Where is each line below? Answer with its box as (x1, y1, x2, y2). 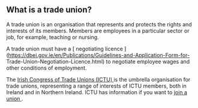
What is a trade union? (6, 5, 92, 15)
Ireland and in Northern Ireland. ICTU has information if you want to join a (6, 88, 188, 95)
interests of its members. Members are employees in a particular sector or (6, 27, 190, 34)
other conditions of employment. (6, 64, 87, 71)
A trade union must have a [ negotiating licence (6, 45, 123, 52)
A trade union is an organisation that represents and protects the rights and (6, 20, 192, 28)
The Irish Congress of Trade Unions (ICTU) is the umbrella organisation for (6, 76, 191, 83)
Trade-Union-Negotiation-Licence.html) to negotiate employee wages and (6, 58, 190, 65)
